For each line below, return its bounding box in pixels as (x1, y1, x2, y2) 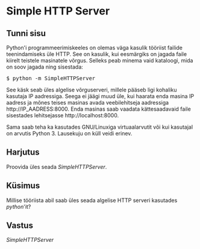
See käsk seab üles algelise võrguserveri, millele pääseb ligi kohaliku (6, 86, 177, 93)
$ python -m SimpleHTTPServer (6, 75, 96, 82)
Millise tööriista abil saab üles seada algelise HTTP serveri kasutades (6, 197, 178, 204)
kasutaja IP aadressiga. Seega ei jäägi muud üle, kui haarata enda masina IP (6, 93, 195, 100)
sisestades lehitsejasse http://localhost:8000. (6, 112, 119, 118)
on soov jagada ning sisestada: (6, 63, 83, 70)
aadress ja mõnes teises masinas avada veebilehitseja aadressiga (6, 99, 169, 106)
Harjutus (6, 147, 40, 158)
